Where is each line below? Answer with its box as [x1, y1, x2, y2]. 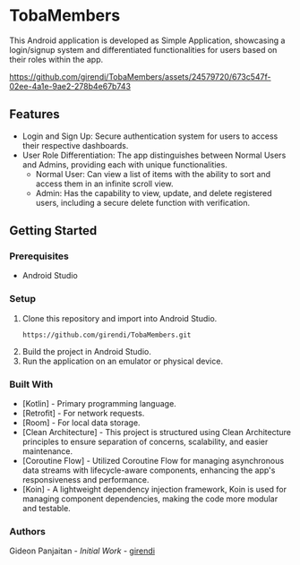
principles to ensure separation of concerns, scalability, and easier [21, 436, 269, 448]
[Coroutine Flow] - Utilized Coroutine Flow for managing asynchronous [21, 456, 285, 467]
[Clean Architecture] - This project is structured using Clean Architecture [21, 427, 291, 438]
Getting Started [9, 223, 98, 238]
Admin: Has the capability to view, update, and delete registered [35, 187, 272, 198]
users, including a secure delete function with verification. [35, 197, 251, 208]
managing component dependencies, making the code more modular [21, 493, 279, 504]
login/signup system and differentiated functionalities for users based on [9, 44, 278, 55]
